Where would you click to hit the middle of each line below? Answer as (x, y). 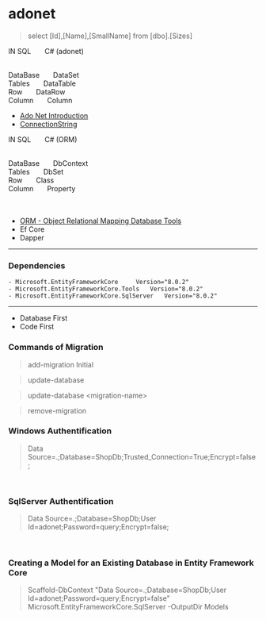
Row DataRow (37, 91)
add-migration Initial (60, 364)
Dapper (32, 237)
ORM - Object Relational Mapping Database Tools (101, 221)
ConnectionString (48, 124)
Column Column (40, 100)
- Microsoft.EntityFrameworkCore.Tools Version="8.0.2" (106, 289)
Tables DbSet (36, 171)
